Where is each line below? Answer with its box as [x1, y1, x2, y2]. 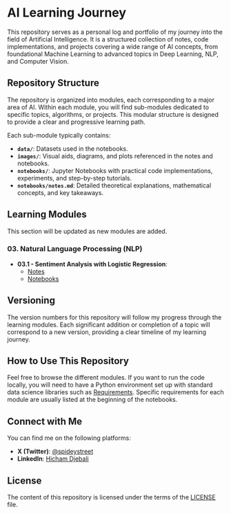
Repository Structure [7, 77, 100, 89]
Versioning [7, 295, 55, 306]
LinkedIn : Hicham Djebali [17, 455, 89, 463]
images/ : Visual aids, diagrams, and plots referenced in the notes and [17, 152, 214, 160]
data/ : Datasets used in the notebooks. [17, 144, 128, 153]
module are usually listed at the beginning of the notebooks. [7, 396, 178, 404]
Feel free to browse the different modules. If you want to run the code [7, 374, 205, 382]
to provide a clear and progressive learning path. [7, 118, 146, 126]
